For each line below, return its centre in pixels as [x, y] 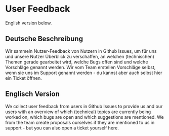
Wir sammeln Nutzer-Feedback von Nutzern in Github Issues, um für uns [81, 51]
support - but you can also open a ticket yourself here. [62, 128]
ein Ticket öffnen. [24, 78]
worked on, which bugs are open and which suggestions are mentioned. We [85, 117]
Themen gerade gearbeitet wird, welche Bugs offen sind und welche [77, 62]
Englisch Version [32, 94]
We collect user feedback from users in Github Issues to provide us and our [84, 106]
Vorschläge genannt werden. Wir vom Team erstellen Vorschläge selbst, [80, 67]
